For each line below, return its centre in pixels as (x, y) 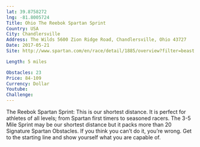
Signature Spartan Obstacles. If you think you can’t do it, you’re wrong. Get (99, 131)
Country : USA (23, 28)
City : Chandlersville (33, 34)
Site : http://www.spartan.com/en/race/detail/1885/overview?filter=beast (101, 51)
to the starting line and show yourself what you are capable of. (83, 137)
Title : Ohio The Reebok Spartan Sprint (56, 23)
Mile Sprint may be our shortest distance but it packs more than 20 (89, 124)
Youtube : (17, 89)
